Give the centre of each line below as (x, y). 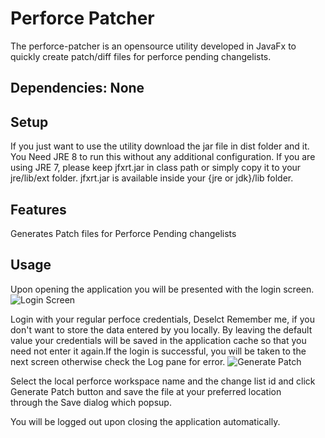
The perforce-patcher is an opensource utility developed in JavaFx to (153, 46)
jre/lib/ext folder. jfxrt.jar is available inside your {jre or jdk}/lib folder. (152, 178)
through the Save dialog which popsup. (91, 402)
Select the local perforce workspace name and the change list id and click (163, 381)
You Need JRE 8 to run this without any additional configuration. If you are (163, 157)
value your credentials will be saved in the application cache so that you (158, 340)
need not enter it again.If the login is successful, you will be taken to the (158, 351)
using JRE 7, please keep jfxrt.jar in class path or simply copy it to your (156, 168)
